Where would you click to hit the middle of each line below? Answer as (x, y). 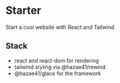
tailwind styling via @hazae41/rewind (60, 67)
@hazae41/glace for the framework (58, 73)
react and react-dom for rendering (56, 60)
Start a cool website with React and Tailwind (60, 27)
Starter (23, 11)
